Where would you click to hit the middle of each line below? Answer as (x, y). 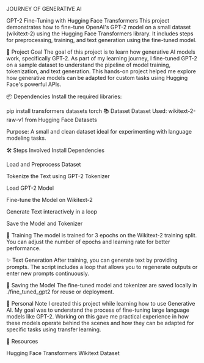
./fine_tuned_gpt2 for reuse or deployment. (60, 292)
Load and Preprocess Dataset (44, 164)
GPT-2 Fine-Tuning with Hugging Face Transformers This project (88, 20)
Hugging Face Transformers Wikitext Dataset (63, 353)
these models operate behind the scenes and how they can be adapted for (100, 323)
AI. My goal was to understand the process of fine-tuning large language (98, 310)
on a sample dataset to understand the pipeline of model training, (89, 65)
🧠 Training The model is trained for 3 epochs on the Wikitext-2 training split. (102, 235)
